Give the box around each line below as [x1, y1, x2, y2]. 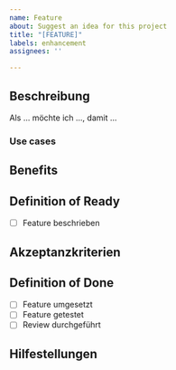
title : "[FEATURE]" [9, 30, 83, 39]
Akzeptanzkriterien [9, 244, 121, 260]
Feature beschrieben [22, 218, 101, 229]
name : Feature [9, 13, 63, 23]
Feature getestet [22, 309, 84, 320]
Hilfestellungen [9, 346, 97, 362]
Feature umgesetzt [22, 299, 93, 310]
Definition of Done [9, 275, 115, 290]
